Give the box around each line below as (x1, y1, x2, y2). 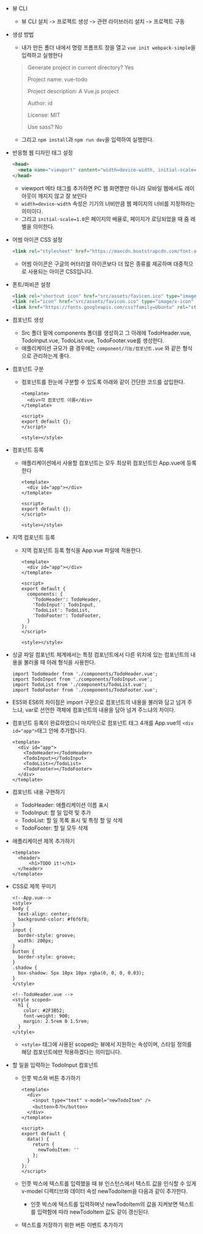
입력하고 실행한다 (21, 52, 63, 59)
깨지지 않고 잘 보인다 (37, 192, 87, 199)
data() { (26, 1136, 50, 1143)
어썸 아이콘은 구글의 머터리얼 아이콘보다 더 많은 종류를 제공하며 (21, 260, 172, 268)
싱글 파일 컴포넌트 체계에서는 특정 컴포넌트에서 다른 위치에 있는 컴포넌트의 (12, 651, 190, 658)
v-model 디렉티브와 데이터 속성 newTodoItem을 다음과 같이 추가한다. (21, 1187, 188, 1195)
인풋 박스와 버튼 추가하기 (21, 1074, 81, 1082)
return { (33, 1141, 55, 1148)
